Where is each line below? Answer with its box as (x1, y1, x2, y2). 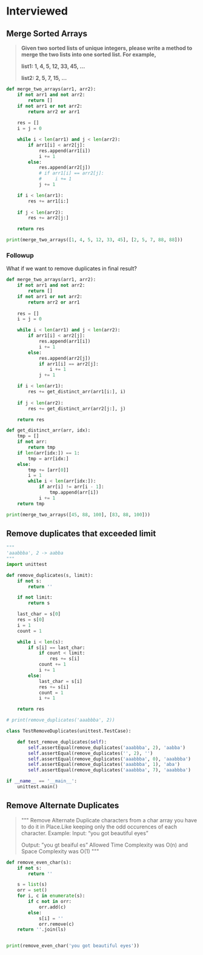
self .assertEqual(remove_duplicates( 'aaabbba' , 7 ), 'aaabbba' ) (28, 767, 191, 773)
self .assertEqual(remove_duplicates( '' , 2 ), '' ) (28, 750, 153, 756)
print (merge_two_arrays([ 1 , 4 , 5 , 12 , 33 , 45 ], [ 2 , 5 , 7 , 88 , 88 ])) (6, 237, 183, 243)
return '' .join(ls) (17, 927, 67, 933)
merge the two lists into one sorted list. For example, (21, 51, 156, 58)
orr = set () (17, 887, 47, 893)
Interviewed (6, 4, 68, 18)
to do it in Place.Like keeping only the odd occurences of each (21, 823, 178, 830)
